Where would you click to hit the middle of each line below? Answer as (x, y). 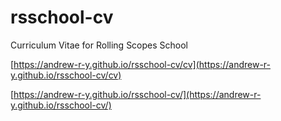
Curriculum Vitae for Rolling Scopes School (99, 45)
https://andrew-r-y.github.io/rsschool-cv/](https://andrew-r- (137, 94)
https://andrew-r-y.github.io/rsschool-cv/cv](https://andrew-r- (142, 64)
